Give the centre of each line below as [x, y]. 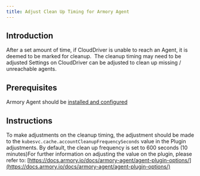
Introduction [30, 36]
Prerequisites [32, 88]
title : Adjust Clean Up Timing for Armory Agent [68, 12]
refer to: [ [18, 161]
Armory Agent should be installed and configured [67, 102]
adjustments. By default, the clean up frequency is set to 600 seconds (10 [97, 148]
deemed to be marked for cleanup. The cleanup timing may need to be [94, 56]
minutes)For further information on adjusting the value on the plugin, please [99, 154]
